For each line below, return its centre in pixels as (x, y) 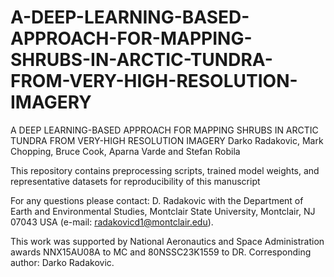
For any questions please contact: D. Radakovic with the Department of (157, 200)
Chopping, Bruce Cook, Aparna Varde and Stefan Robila (125, 151)
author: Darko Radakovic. (62, 262)
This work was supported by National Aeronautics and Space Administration (167, 241)
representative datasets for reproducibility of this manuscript (135, 181)
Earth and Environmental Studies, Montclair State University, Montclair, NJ (163, 211)
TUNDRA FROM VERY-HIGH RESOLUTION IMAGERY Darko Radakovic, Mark (167, 140)
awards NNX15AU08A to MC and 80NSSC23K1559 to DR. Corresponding (161, 252)
